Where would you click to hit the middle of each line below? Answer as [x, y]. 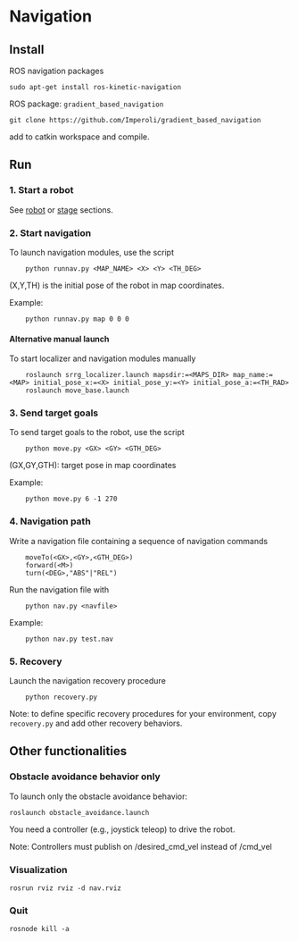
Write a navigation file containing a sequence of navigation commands [139, 541]
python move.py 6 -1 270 [71, 499]
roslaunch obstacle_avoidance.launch [79, 812]
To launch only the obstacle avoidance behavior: [98, 796]
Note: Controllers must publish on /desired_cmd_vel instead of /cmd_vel [141, 846]
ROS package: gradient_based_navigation [87, 104]
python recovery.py [62, 697]
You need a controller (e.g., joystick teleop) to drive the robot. [122, 829]
